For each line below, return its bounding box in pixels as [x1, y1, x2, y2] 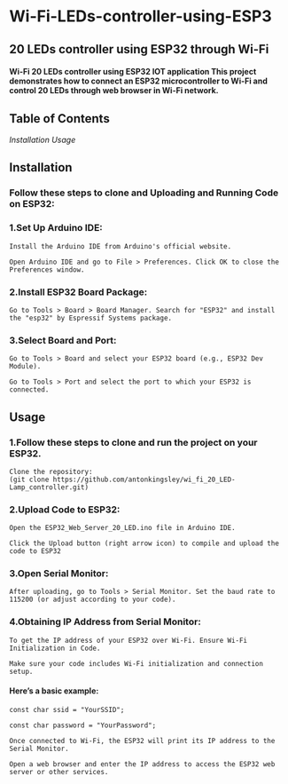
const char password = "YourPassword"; [9, 721, 157, 730]
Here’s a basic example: [9, 685, 99, 696]
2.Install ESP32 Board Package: [9, 286, 148, 298]
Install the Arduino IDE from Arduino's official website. [9, 242, 232, 250]
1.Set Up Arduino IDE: [9, 222, 104, 234]
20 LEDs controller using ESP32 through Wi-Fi [9, 42, 269, 57]
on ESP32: [9, 198, 55, 210]
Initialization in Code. [9, 644, 101, 653]
